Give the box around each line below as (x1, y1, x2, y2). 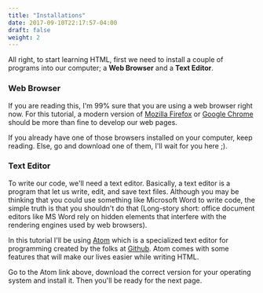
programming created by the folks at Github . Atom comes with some (8, 244, 229, 253)
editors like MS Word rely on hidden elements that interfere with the (8, 211, 227, 221)
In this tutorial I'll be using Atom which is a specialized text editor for (8, 235, 229, 244)
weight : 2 (8, 33, 41, 42)
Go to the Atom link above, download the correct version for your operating (8, 267, 251, 277)
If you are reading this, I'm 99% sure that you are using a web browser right (8, 101, 253, 110)
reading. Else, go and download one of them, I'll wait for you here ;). (8, 141, 228, 150)
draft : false (8, 26, 51, 34)
